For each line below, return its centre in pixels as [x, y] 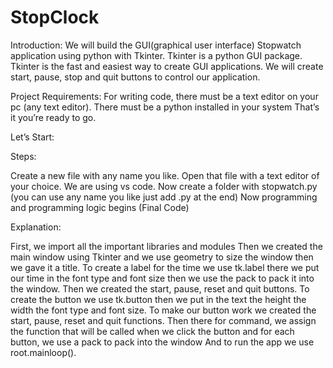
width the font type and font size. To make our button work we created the [163, 310]
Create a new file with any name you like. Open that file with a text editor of [165, 175]
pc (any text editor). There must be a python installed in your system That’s [165, 107]
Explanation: [36, 227]
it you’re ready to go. [53, 117]
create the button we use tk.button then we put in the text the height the [158, 299]
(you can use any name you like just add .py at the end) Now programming [164, 197]
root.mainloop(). [43, 352]
